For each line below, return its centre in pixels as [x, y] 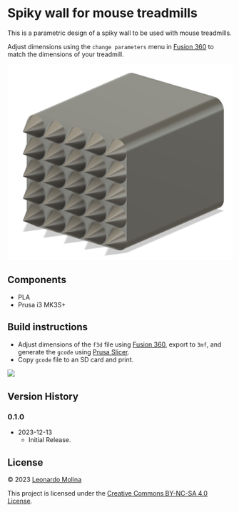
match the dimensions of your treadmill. [66, 54]
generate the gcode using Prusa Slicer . [73, 352]
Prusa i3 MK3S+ [42, 304]
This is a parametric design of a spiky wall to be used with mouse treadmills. [119, 33]
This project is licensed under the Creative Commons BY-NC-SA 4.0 [108, 493]
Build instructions [47, 327]
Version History [43, 397]
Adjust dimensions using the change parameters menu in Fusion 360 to [111, 46]
